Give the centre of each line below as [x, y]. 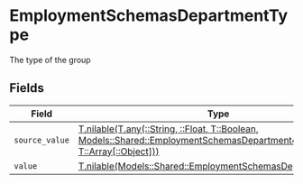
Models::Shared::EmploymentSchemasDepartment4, [189, 140]
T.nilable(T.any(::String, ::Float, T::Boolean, [168, 129]
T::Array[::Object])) [119, 152]
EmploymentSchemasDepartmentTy [149, 16]
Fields [27, 88]
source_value [42, 140]
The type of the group [50, 60]
